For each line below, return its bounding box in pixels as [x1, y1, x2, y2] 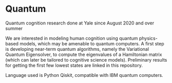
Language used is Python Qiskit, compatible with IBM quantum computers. [5, 72, 163, 78]
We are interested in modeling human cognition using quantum [5, 35, 138, 41]
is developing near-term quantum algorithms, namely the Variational [5, 46, 149, 52]
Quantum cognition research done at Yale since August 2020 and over [5, 20, 155, 26]
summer [5, 25, 23, 31]
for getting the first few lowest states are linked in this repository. [5, 62, 143, 68]
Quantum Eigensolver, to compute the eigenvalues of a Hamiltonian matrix [5, 51, 162, 58]
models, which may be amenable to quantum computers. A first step [20, 40, 164, 46]
